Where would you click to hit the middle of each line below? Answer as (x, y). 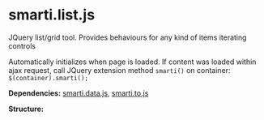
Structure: (26, 109)
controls (22, 45)
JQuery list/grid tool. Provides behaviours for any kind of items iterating (128, 37)
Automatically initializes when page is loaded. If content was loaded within (132, 62)
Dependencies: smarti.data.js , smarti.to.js (79, 93)
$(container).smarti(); (49, 78)
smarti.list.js (52, 15)
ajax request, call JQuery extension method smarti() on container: (119, 70)
